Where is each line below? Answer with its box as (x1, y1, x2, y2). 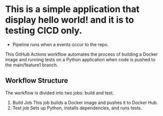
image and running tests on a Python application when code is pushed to (5, 56, 156, 62)
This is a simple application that (5, 4, 140, 15)
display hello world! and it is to (5, 14, 134, 26)
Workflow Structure (5, 76, 68, 85)
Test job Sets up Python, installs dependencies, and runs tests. (12, 104, 142, 111)
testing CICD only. (5, 25, 82, 36)
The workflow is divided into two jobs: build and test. (5, 89, 114, 96)
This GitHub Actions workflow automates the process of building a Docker (5, 51, 158, 57)
